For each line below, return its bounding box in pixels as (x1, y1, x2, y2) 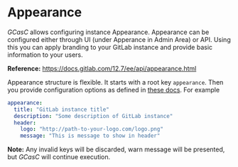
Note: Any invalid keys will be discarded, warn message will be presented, (7, 145, 225, 153)
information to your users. (7, 50, 83, 59)
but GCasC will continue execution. (7, 153, 111, 161)
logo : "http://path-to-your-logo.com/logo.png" (20, 126, 163, 133)
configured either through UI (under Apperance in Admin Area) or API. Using (7, 35, 231, 43)
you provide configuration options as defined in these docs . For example (7, 85, 220, 94)
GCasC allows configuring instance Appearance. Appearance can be (7, 28, 210, 36)
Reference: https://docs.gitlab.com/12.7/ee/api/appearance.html (7, 64, 197, 72)
